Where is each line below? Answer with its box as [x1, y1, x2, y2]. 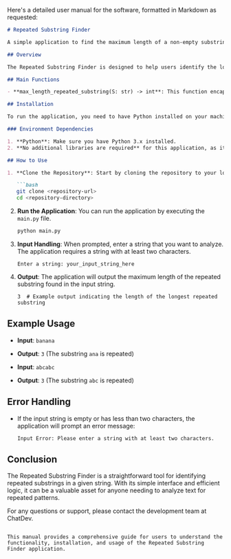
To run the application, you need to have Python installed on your [7, 113, 208, 120]
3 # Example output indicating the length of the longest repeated [16, 293, 218, 300]
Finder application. [7, 546, 67, 553]
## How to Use [7, 157, 48, 164]
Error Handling [7, 396, 71, 408]
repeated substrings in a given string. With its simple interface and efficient [7, 479, 220, 487]
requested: [7, 13, 38, 21]
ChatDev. [7, 514, 34, 523]
